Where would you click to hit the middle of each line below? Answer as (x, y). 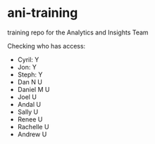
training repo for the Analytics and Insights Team (78, 32)
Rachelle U (33, 126)
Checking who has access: (46, 46)
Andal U (29, 104)
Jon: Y (27, 67)
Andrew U (32, 134)
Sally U (28, 112)
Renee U (30, 119)
